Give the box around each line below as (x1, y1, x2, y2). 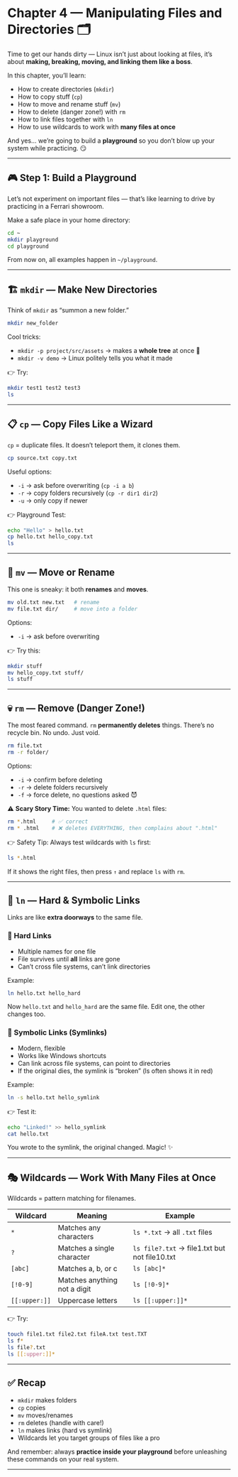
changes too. (7, 1010, 46, 1018)
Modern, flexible (17, 1044, 66, 1052)
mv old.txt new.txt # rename (7, 599, 100, 606)
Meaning (76, 1211, 108, 1221)
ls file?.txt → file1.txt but (132, 1243, 225, 1253)
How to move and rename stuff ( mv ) (17, 99, 121, 108)
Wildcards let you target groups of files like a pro (17, 1433, 161, 1442)
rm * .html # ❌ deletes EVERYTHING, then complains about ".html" (7, 824, 218, 832)
